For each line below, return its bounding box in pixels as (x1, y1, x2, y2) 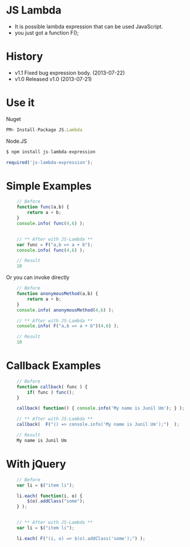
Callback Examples (6, 359, 101, 373)
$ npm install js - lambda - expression (6, 149, 96, 155)
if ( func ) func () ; (27, 389, 75, 395)
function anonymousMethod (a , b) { (16, 291, 99, 297)
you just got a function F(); (14, 29, 79, 36)
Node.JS (6, 137, 28, 145)
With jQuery (6, 458, 66, 471)
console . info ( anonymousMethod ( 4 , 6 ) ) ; (16, 307, 114, 313)
